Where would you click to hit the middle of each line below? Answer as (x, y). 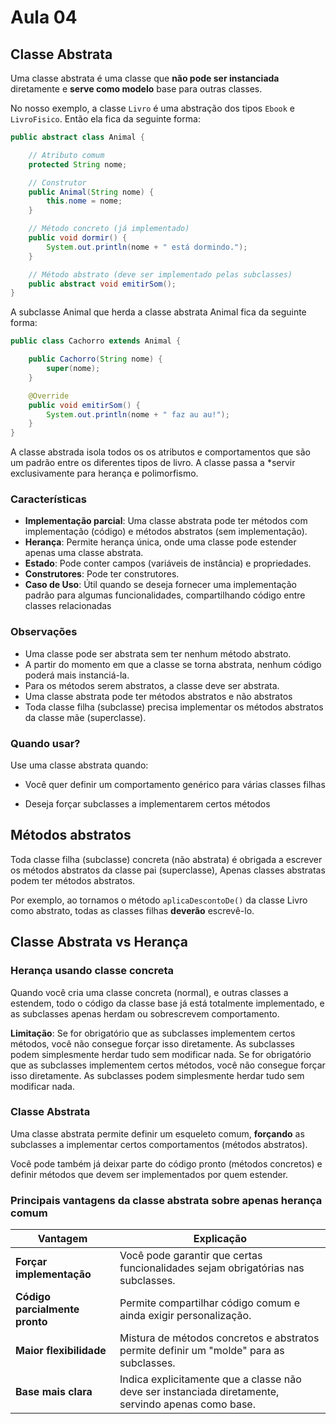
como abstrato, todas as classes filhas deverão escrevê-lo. (132, 910)
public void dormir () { (78, 238)
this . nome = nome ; (84, 201)
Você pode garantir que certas (191, 1256)
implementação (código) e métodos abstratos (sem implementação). (166, 532)
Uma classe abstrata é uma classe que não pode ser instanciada (145, 78)
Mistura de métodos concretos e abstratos (219, 1338)
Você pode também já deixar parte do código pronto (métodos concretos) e (166, 1163)
